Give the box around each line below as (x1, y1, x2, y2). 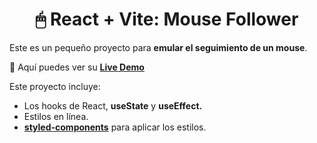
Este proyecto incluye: (9, 80, 101, 92)
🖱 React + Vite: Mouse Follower (35, 8, 299, 31)
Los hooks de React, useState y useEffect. (23, 99, 203, 112)
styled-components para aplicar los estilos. (23, 121, 207, 133)
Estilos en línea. (23, 110, 89, 122)
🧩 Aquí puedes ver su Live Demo (9, 61, 145, 73)
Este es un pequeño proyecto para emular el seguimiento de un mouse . (9, 41, 308, 53)
